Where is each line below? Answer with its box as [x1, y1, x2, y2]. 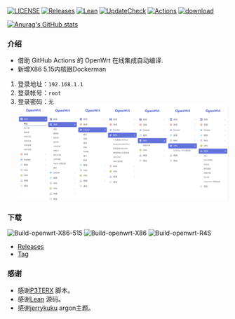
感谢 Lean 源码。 [17, 294, 65, 303]
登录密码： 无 [17, 97, 54, 106]
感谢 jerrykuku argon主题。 [17, 304, 95, 312]
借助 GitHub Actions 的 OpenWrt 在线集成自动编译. [17, 56, 163, 65]
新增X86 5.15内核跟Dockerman [17, 65, 107, 74]
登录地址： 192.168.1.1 [17, 80, 83, 88]
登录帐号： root [17, 88, 62, 97]
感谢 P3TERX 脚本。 [17, 286, 74, 294]
